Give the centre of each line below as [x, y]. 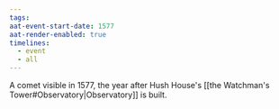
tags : [19, 18]
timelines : [30, 43]
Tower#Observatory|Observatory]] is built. [88, 95]
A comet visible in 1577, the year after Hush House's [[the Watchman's [139, 85]
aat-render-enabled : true [58, 34]
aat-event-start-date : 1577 [62, 26]
